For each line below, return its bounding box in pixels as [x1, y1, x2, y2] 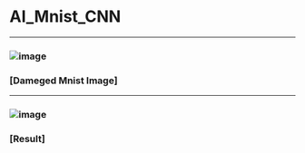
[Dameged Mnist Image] [9, 74, 118, 87]
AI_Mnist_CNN [9, 6, 122, 27]
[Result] [9, 133, 45, 145]
